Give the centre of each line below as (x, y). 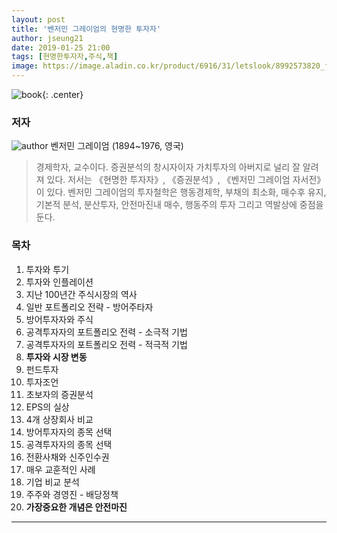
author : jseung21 (47, 38)
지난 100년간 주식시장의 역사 (81, 294)
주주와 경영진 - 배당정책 (72, 494)
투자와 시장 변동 (56, 357)
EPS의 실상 (47, 407)
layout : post (38, 19)
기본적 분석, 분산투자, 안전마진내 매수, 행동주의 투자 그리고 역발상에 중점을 (179, 205)
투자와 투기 (47, 269)
